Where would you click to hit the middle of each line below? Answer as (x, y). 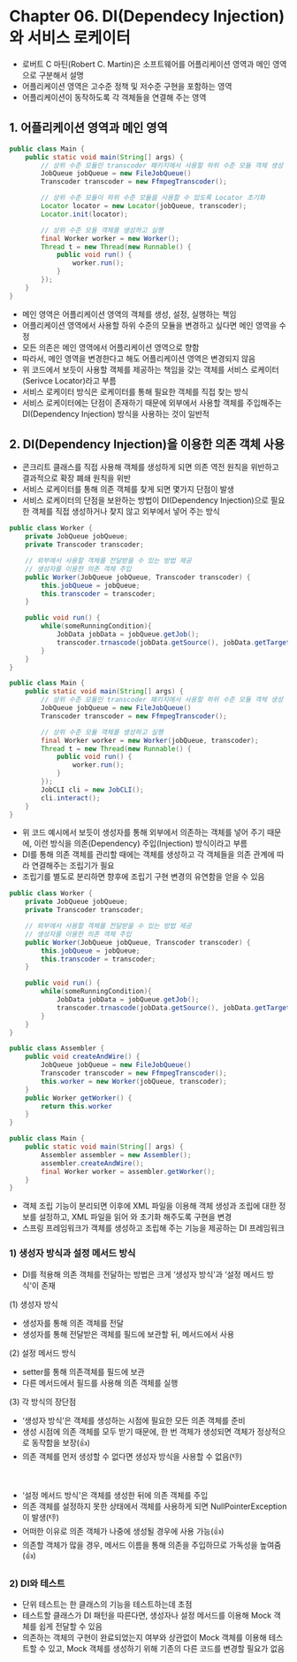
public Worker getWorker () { (79, 1098)
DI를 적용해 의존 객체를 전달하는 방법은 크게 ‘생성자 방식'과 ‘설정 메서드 (143, 1274)
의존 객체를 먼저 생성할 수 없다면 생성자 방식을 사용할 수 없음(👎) (132, 1456)
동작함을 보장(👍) (61, 1442)
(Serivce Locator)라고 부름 (69, 380)
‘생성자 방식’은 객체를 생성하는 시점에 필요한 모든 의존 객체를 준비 (133, 1420)
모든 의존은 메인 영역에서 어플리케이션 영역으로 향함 (110, 347)
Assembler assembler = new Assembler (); (116, 1155)
